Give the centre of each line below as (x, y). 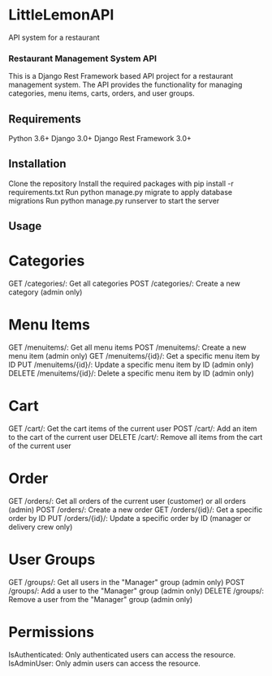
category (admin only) (45, 292)
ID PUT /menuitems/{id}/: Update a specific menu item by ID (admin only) (131, 365)
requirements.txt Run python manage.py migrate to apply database (121, 192)
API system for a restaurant (54, 37)
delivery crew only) (41, 527)
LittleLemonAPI (61, 15)
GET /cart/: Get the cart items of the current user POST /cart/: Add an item (133, 428)
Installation (37, 164)
